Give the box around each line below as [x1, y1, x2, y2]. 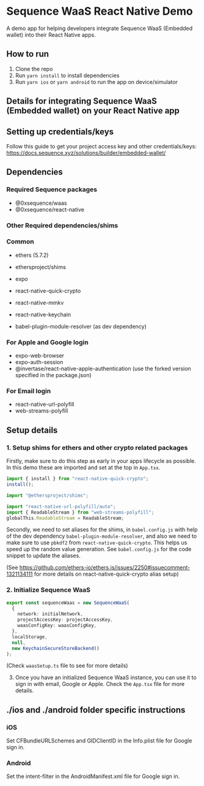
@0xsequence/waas [15, 199, 67, 207]
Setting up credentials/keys [6, 126, 114, 137]
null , [12, 639, 26, 646]
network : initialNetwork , [17, 611, 84, 617]
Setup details [6, 425, 58, 435]
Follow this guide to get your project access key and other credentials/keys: [6, 142, 197, 150]
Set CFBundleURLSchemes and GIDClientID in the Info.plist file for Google [6, 737, 192, 744]
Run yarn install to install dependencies [15, 72, 120, 79]
